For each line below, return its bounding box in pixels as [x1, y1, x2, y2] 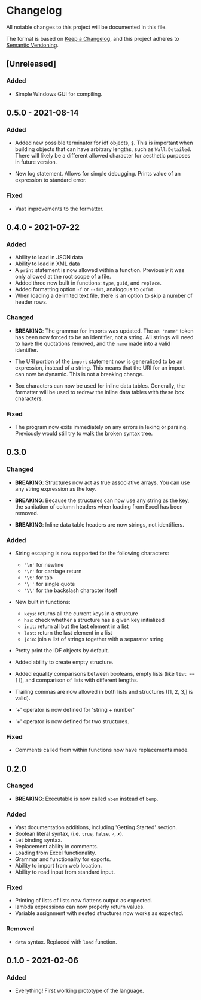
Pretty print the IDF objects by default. [14, 646, 109, 654]
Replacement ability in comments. [14, 843, 99, 850]
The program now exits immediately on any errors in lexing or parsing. [14, 423, 188, 430]
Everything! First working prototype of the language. [14, 987, 145, 995]
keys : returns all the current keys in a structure [23, 609, 139, 617]
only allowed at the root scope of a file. [14, 273, 111, 280]
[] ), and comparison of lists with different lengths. [14, 676, 139, 684]
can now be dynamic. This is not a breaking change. [14, 370, 144, 377]
